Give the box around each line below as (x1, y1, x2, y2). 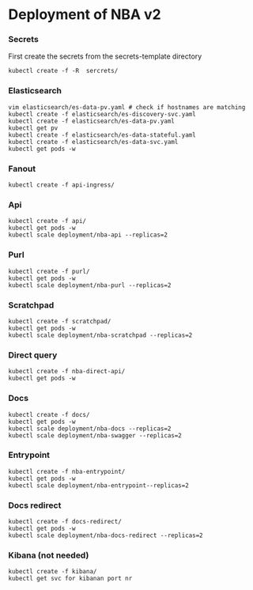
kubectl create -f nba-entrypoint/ (8, 467, 126, 475)
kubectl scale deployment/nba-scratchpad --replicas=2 (8, 331, 193, 339)
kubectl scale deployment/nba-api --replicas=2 (8, 231, 168, 239)
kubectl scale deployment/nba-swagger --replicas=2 (8, 431, 182, 440)
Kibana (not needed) (8, 550, 89, 561)
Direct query (8, 350, 58, 361)
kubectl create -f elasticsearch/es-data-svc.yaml (8, 138, 179, 146)
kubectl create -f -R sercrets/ (8, 67, 119, 75)
